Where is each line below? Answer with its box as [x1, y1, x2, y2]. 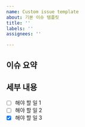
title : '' [6, 20, 31, 26]
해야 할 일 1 [14, 99, 41, 107]
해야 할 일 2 [14, 107, 42, 114]
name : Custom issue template [6, 8, 79, 15]
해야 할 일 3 [14, 114, 42, 122]
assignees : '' [6, 31, 42, 37]
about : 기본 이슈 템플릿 [6, 14, 60, 20]
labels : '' [6, 25, 34, 32]
